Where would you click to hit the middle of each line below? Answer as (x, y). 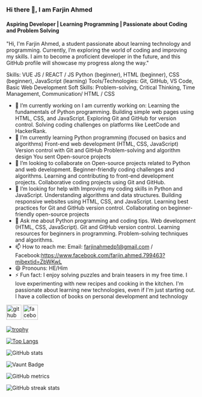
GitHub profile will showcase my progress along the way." (78, 63)
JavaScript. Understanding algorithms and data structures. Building (98, 195)
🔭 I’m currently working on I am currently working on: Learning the (97, 105)
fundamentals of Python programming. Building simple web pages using (104, 112)
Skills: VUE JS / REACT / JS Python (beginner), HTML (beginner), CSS (93, 75)
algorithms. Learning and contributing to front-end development (94, 176)
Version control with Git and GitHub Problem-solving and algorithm (98, 151)
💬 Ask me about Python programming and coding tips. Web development (105, 221)
